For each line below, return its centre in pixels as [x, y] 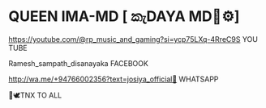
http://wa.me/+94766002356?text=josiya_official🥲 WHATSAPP [114, 79]
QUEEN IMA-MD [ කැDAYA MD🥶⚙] [124, 17]
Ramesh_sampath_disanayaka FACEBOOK [78, 63]
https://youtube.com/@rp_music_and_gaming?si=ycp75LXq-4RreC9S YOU [133, 39]
